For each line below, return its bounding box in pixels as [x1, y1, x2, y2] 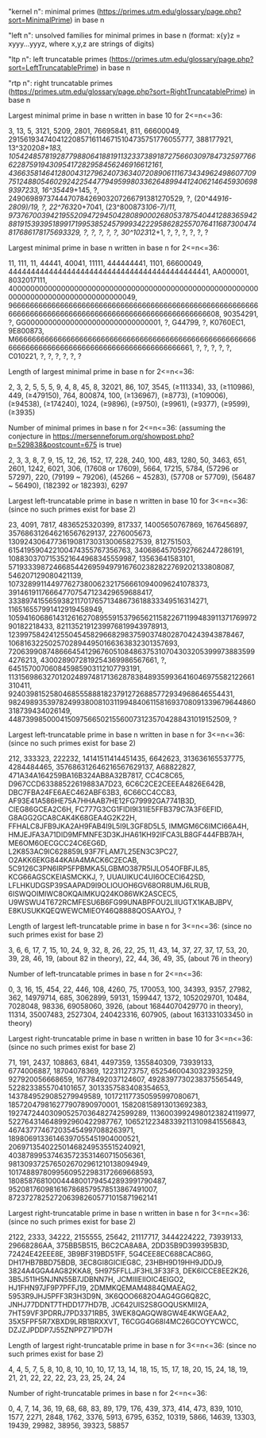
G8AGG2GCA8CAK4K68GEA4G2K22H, [8, 813, 137, 822]
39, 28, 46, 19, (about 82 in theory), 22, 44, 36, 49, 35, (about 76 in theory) [8, 954, 253, 963]
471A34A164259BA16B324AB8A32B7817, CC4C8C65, [8, 771, 185, 780]
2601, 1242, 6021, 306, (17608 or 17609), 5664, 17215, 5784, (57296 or [8, 464, 239, 473]
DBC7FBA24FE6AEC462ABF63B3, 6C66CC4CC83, [8, 788, 177, 797]
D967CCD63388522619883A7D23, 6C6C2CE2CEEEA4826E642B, [8, 779, 226, 789]
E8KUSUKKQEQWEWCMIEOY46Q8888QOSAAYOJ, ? [8, 906, 182, 915]
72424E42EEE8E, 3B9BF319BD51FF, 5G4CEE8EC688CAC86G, [8, 1249, 214, 1258]
